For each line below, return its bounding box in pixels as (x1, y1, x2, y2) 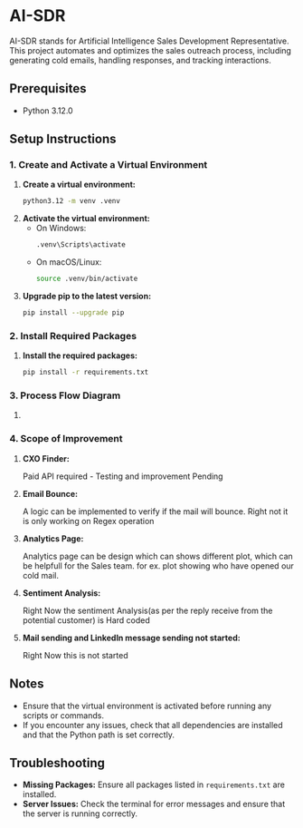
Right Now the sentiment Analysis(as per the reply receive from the (22, 605, 273, 616)
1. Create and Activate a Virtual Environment (9, 159, 208, 171)
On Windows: (35, 223, 87, 234)
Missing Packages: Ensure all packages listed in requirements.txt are (22, 779, 285, 790)
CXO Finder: (22, 453, 70, 463)
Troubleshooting (9, 755, 106, 771)
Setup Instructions (9, 132, 117, 147)
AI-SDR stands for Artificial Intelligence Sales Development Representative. (9, 35, 289, 46)
